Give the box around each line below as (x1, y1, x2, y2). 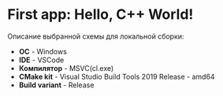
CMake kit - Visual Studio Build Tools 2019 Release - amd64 (18, 72, 215, 81)
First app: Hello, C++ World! (7, 6, 194, 24)
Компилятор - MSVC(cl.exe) (18, 63, 114, 72)
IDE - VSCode (18, 55, 65, 65)
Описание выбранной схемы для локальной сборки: (7, 31, 184, 41)
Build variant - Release (18, 80, 95, 90)
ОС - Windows (18, 46, 68, 56)
